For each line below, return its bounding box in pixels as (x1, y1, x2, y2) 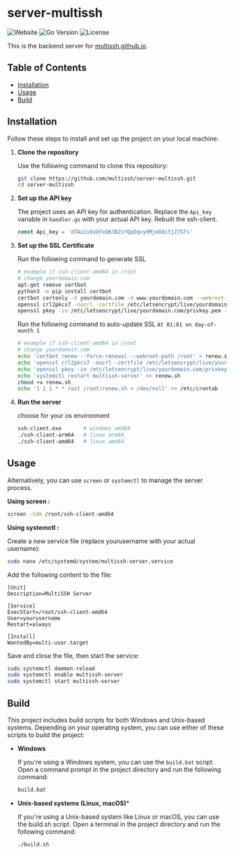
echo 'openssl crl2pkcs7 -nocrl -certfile (17, 359, 143, 366)
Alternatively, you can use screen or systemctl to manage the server (7, 476, 203, 484)
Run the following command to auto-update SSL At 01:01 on (17, 320, 192, 328)
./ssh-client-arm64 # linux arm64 (17, 432, 124, 439)
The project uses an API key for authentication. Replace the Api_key (17, 208, 212, 216)
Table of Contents (7, 62, 87, 74)
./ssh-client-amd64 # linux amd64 (17, 438, 124, 445)
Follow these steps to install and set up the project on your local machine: (7, 134, 219, 143)
